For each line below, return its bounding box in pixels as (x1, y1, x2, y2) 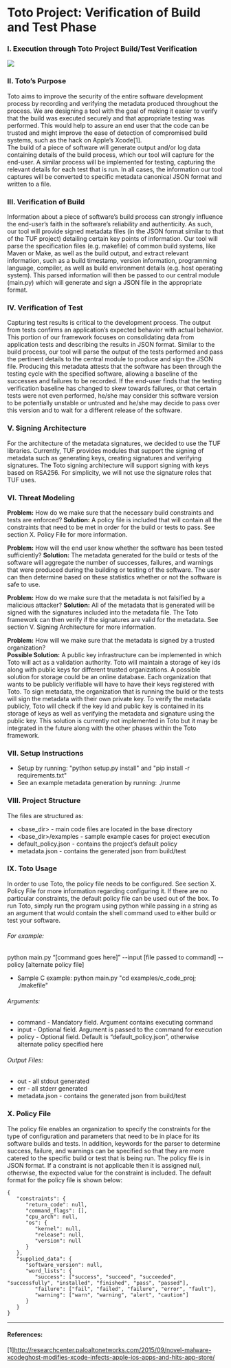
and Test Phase (7, 19, 97, 35)
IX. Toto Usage (7, 864, 57, 873)
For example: (7, 932, 45, 940)
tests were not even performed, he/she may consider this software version (7, 392, 219, 400)
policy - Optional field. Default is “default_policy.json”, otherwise (16, 1033, 199, 1041)
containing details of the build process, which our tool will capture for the (7, 150, 214, 159)
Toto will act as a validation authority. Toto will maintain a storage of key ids (7, 658, 221, 666)
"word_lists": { (25, 1268, 72, 1274)
